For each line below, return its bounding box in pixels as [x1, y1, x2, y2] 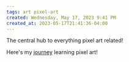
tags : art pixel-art [6, 9, 59, 15]
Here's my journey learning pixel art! [6, 49, 98, 56]
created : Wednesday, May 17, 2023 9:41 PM [6, 15, 116, 21]
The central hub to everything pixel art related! [6, 37, 123, 44]
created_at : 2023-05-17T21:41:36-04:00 [6, 20, 108, 26]
